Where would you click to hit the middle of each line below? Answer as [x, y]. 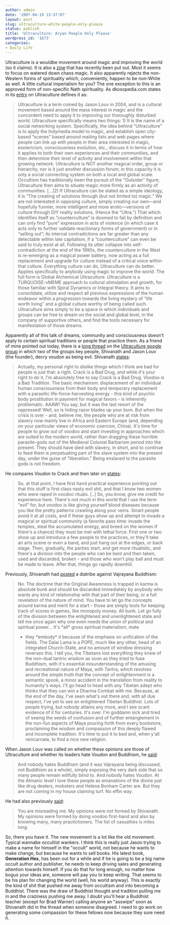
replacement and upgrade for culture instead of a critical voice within [90, 261]
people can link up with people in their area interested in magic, [84, 142]
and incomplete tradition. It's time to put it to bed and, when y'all [92, 734]
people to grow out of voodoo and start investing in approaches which [91, 431]
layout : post [19, 19]
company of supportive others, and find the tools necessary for [84, 320]
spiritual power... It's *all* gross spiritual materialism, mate [78, 627]
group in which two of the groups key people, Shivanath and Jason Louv [81, 351]
